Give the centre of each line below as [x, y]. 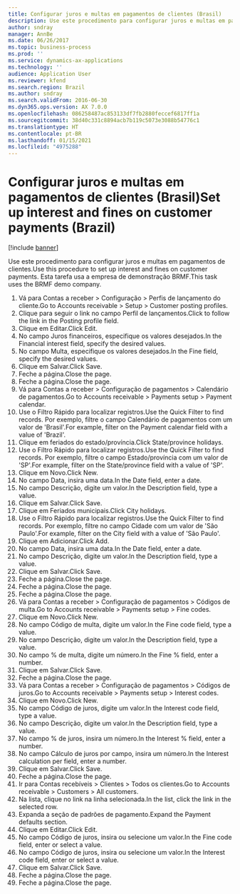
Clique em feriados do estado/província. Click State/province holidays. [121, 442]
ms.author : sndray [35, 94]
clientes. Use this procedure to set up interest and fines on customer [108, 269]
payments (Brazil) [62, 228]
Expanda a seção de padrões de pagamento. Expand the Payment [114, 815]
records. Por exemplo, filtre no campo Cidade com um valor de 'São [118, 526]
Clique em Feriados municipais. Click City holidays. [92, 511]
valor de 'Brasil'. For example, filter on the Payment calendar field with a [123, 427]
